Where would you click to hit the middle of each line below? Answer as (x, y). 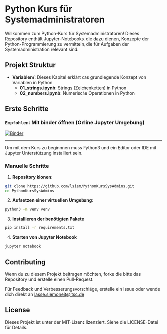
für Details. (16, 327)
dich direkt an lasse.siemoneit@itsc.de (45, 294)
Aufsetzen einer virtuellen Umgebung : (53, 200)
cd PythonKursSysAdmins (30, 191)
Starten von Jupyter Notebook (44, 237)
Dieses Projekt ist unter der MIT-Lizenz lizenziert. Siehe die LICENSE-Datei (82, 322)
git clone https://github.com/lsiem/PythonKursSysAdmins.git (70, 186)
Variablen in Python (32, 82)
